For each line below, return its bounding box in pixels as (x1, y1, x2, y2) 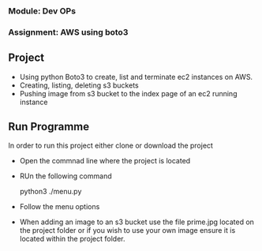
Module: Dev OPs (8, 6, 77, 17)
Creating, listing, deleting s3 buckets (19, 81, 140, 90)
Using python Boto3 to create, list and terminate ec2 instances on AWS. (19, 72, 253, 81)
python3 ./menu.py (19, 187, 82, 197)
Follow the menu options (19, 202, 100, 212)
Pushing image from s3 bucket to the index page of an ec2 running (19, 88, 238, 98)
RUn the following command (19, 171, 112, 181)
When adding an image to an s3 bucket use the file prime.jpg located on (19, 217, 255, 227)
